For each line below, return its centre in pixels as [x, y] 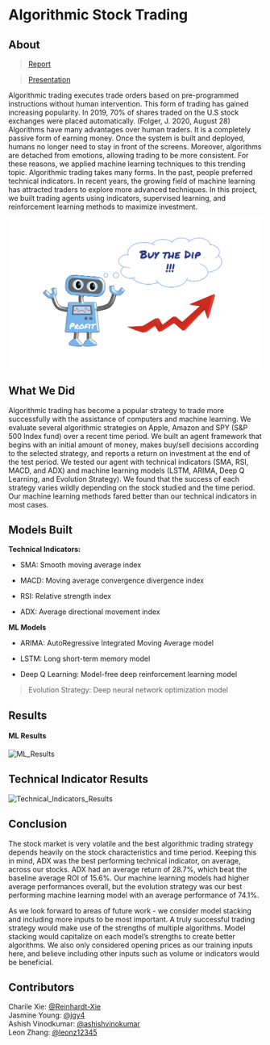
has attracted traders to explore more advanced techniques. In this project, [133, 190]
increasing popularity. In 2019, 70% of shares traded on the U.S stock [124, 112]
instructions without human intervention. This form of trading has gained [129, 104]
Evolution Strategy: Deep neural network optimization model [128, 690]
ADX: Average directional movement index [90, 612]
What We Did [42, 391]
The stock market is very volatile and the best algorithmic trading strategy [131, 843]
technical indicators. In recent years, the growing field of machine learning [132, 181]
